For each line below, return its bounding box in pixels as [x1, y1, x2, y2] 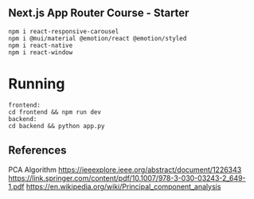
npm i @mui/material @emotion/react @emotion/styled [8, 34, 187, 42]
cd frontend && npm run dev [8, 107, 102, 116]
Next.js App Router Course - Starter [8, 6, 190, 20]
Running [8, 75, 65, 92]
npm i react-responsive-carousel [8, 27, 119, 35]
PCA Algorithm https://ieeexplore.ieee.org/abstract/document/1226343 [8, 165, 242, 174]
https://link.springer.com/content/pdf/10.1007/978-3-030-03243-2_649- [8, 173, 246, 182]
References [8, 143, 67, 158]
